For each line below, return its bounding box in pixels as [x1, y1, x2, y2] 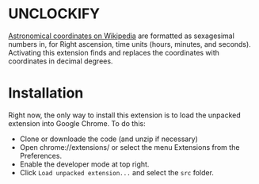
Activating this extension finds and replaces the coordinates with [8, 48, 220, 57]
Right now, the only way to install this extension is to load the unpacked [8, 110, 242, 120]
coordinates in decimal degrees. [8, 56, 113, 66]
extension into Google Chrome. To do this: [8, 118, 146, 128]
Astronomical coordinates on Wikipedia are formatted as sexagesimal [8, 31, 235, 40]
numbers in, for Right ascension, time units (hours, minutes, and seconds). [8, 39, 251, 48]
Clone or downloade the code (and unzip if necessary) [19, 134, 198, 144]
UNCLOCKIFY [8, 5, 101, 23]
